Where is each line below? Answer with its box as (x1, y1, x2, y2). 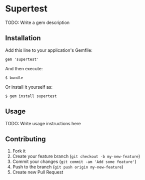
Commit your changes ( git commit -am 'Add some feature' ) (12, 159, 136, 165)
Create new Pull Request (12, 169, 63, 175)
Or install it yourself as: (5, 84, 52, 90)
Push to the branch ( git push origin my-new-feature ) (12, 164, 123, 170)
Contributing (5, 135, 46, 143)
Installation (5, 34, 41, 42)
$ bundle (5, 75, 23, 80)
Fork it (12, 148, 26, 154)
